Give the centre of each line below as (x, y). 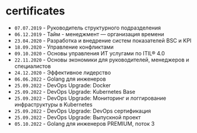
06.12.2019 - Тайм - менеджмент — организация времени (89, 34)
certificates (36, 11)
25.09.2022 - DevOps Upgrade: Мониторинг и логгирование (90, 98)
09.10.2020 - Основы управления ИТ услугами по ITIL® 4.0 (89, 53)
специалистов (33, 66)
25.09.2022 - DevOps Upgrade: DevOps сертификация (83, 111)
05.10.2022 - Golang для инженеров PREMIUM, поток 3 (84, 123)
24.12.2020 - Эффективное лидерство (63, 72)
